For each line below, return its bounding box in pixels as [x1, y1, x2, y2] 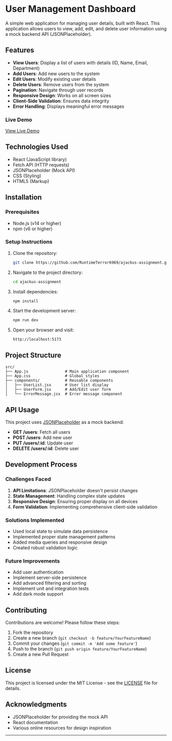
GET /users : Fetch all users [12, 429, 71, 435]
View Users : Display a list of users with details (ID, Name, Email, [12, 60, 148, 66]
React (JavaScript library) [12, 156, 67, 162]
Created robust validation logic [12, 544, 78, 550]
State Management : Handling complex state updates [12, 493, 125, 499]
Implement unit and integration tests [12, 585, 89, 591]
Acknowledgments [5, 700, 68, 709]
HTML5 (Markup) [12, 178, 50, 184]
